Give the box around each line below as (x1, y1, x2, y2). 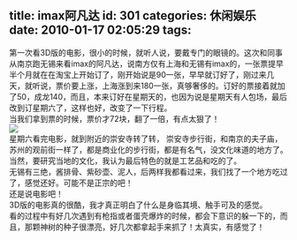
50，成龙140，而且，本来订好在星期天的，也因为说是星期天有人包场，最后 (16, 91, 287, 101)
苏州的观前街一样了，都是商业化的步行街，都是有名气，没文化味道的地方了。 (9, 144, 288, 154)
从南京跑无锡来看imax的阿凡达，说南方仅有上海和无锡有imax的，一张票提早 (9, 58, 285, 69)
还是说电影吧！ (9, 188, 64, 199)
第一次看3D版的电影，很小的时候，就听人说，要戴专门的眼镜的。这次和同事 (9, 47, 283, 57)
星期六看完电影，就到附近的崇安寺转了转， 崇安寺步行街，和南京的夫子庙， (9, 133, 283, 144)
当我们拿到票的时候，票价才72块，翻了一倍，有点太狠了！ (9, 113, 220, 124)
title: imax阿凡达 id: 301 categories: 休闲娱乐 (9, 8, 256, 24)
